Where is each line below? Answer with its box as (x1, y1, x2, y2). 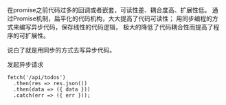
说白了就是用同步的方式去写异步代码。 (7, 46, 115, 54)
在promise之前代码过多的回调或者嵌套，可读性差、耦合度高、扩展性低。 (7, 6, 211, 14)
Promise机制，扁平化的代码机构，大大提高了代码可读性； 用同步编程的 (12, 14, 213, 22)
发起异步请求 (7, 61, 43, 68)
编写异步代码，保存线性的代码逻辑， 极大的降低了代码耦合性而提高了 (19, 23, 214, 31)
